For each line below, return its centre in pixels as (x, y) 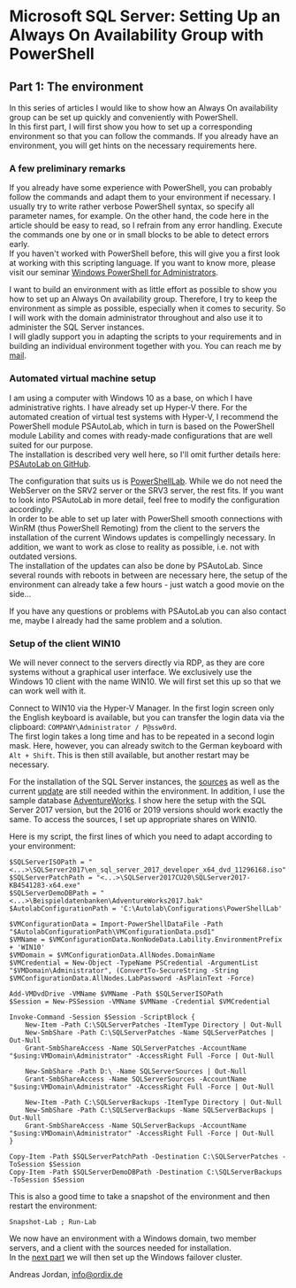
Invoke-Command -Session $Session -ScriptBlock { (102, 1017)
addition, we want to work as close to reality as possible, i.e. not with (134, 547)
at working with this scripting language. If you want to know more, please (143, 263)
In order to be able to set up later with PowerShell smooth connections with (146, 518)
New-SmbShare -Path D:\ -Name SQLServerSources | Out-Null (136, 1071)
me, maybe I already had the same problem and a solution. (116, 620)
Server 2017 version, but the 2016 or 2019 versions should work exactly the (146, 810)
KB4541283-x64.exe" (45, 885)
